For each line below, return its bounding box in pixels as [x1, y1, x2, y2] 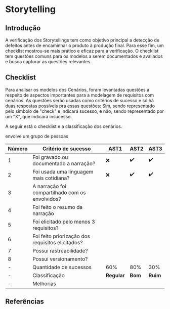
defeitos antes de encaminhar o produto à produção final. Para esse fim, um [5, 42, 164, 49]
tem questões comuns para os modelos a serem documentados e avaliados [5, 53, 163, 59]
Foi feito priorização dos [32, 233, 90, 240]
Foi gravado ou [32, 153, 68, 160]
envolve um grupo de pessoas [5, 133, 68, 139]
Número [8, 145, 28, 152]
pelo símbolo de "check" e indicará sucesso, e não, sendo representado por [5, 108, 164, 114]
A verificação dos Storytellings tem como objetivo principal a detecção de [5, 37, 160, 43]
